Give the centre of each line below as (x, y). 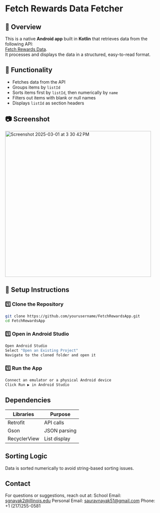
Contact (18, 484)
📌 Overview (23, 27)
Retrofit (16, 422)
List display (57, 438)
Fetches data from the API (39, 82)
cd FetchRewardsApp (25, 321)
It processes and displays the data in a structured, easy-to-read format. (78, 54)
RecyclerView (23, 438)
